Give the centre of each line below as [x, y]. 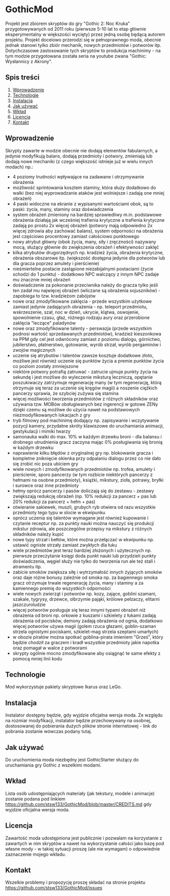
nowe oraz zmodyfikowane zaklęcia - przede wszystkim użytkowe [82, 301]
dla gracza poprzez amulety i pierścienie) [56, 263]
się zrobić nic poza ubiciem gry [45, 464]
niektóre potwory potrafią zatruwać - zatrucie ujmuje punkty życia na [85, 372]
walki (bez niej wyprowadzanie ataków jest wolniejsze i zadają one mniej [89, 193]
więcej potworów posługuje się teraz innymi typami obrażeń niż [79, 610]
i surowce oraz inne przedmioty [46, 485]
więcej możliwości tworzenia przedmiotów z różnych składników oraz [85, 399]
